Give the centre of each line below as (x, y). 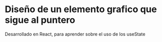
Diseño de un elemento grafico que (81, 9)
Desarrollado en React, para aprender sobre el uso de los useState (75, 34)
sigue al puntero (40, 20)
